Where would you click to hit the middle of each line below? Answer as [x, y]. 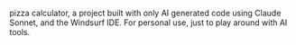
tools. [20, 32]
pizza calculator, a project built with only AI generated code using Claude [145, 13]
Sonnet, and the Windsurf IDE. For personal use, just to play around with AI [148, 22]
